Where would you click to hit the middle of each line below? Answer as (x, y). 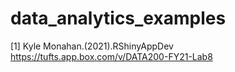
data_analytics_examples (118, 18)
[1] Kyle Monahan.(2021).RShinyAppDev (92, 46)
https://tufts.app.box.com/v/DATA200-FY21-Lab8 (111, 56)
